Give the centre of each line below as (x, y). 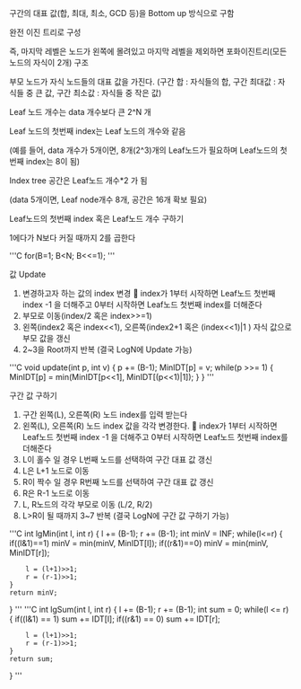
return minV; (34, 593)
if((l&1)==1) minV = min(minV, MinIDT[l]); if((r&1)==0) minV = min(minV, (139, 543)
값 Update (28, 274)
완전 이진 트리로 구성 (45, 32)
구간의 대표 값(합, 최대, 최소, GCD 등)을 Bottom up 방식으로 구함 (122, 13)
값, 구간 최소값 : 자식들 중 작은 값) (103, 93)
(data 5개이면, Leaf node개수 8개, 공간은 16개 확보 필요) (108, 199)
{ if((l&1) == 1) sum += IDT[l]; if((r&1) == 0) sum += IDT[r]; (115, 619)
